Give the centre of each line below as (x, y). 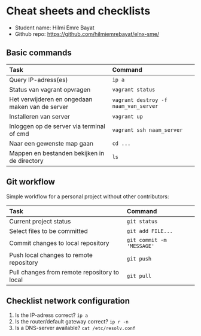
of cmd (19, 134)
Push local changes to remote (51, 255)
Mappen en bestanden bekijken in (57, 153)
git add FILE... (150, 231)
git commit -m (147, 240)
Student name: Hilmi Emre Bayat (54, 28)
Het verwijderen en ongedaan (51, 99)
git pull (139, 276)
